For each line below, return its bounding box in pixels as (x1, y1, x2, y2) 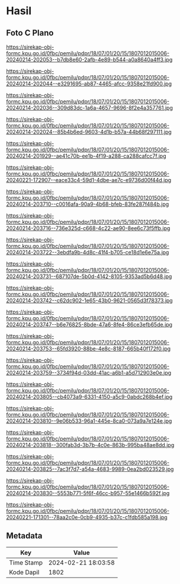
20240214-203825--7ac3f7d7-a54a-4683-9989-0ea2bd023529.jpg (6, 465, 174, 473)
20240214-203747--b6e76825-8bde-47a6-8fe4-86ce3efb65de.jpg (6, 321, 173, 328)
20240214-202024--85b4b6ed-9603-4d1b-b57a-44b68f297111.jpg (6, 129, 172, 135)
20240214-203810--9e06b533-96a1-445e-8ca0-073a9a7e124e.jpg (6, 417, 172, 425)
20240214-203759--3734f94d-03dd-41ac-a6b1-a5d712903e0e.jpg (6, 369, 172, 376)
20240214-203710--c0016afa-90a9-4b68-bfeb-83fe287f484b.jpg (6, 200, 169, 208)
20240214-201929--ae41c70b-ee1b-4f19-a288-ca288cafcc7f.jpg (6, 152, 166, 159)
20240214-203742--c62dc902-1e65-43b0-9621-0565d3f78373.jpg (6, 297, 173, 304)
